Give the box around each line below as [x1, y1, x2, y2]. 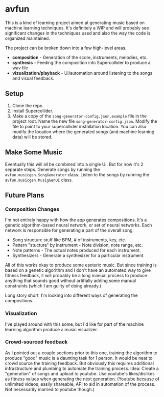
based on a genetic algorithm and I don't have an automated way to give [5, 267, 151, 273]
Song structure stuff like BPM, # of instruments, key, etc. [12, 237, 126, 243]
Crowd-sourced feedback [5, 339, 68, 345]
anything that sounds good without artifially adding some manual [5, 278, 136, 284]
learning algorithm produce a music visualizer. [5, 326, 98, 332]
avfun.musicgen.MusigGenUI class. [5, 177, 73, 183]
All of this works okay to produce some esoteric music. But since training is [5, 262, 157, 268]
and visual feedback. [12, 75, 55, 81]
